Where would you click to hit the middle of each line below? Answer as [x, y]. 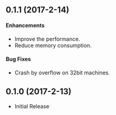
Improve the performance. [47, 39]
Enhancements [25, 25]
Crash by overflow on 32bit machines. [62, 73]
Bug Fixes [19, 59]
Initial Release [32, 106]
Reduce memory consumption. [53, 45]
